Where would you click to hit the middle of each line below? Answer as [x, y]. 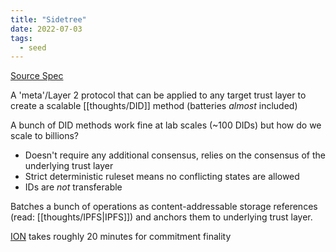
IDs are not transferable [73, 187]
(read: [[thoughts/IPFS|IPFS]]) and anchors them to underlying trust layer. [161, 217]
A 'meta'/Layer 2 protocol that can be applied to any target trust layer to [158, 95]
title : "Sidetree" [48, 19]
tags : [21, 38]
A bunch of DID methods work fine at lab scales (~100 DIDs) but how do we [166, 125]
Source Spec [37, 76]
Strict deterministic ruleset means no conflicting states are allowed [162, 177]
